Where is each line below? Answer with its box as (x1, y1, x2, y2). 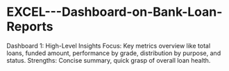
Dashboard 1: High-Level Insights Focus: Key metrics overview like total (6, 41, 211, 50)
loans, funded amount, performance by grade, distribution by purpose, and (6, 49, 221, 57)
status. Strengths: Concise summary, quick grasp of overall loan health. (6, 56, 211, 64)
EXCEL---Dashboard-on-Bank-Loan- (6, 4, 223, 20)
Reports (6, 19, 53, 34)
